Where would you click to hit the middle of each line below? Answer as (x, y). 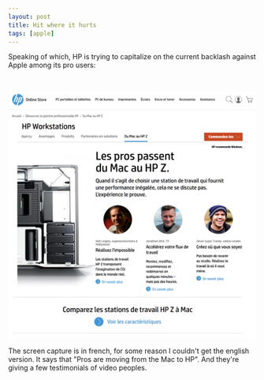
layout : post (30, 17)
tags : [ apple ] (32, 33)
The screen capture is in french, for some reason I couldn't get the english (129, 351)
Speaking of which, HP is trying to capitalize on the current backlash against (132, 57)
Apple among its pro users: (52, 65)
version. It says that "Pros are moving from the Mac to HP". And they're (124, 359)
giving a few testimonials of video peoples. (78, 367)
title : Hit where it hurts (52, 25)
